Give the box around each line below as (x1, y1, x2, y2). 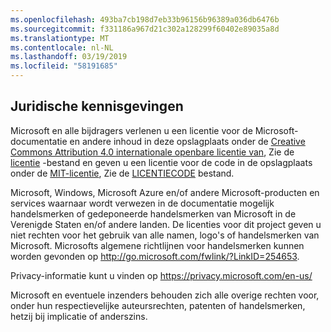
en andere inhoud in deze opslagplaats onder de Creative (69, 135, 306, 147)
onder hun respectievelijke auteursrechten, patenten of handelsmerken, (10, 299, 306, 311)
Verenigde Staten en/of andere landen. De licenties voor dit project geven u (10, 218, 322, 230)
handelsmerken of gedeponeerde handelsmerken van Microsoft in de (10, 207, 297, 220)
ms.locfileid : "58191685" (10, 61, 118, 71)
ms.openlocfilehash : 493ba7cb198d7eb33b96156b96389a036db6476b (10, 14, 280, 25)
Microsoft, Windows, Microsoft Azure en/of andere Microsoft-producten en (10, 186, 320, 198)
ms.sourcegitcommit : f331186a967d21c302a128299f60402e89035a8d (10, 24, 280, 34)
